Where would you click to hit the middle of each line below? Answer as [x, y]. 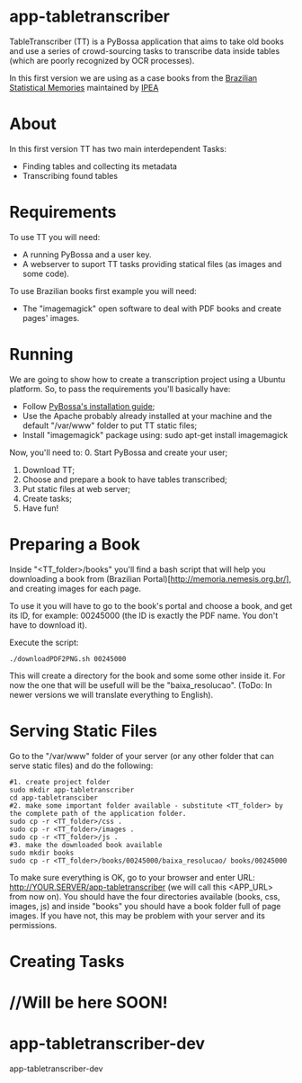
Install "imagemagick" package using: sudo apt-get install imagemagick [155, 434]
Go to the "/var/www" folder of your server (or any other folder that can [142, 756]
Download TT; [48, 470]
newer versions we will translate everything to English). [111, 694]
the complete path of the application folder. [98, 813]
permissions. [33, 925]
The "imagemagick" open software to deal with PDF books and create [151, 309]
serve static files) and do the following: [81, 765]
